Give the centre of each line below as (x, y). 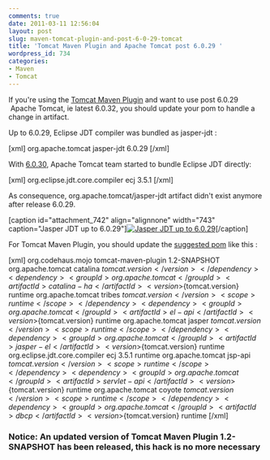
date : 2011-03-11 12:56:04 (54, 24)
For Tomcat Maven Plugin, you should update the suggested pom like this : (133, 244)
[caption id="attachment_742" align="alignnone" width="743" (112, 219)
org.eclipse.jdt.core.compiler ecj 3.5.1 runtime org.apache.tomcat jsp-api (130, 355)
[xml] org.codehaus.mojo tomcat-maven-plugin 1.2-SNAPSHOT (114, 260)
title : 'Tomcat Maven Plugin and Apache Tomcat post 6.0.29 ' (116, 46)
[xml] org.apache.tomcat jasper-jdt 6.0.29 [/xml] (89, 148)
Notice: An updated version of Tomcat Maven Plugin (114, 436)
